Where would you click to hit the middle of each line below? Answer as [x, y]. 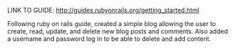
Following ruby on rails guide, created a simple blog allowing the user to [112, 24]
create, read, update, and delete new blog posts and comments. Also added [117, 31]
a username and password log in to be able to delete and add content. [109, 39]
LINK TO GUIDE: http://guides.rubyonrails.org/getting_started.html [103, 10]
